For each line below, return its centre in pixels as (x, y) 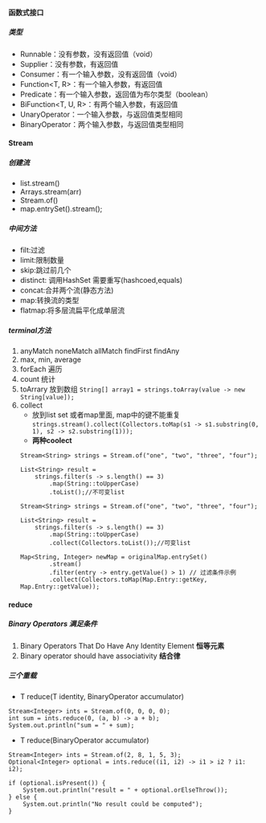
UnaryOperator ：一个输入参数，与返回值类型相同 (101, 114)
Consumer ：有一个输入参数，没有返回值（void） (101, 74)
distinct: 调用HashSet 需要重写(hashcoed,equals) (101, 280)
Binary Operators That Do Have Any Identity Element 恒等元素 (122, 645)
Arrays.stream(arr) (51, 192)
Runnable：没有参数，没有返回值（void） (88, 54)
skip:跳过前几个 (45, 270)
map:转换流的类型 (49, 301)
